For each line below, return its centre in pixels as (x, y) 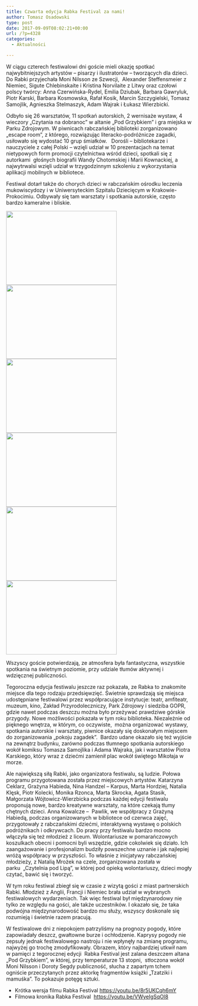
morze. (15, 762)
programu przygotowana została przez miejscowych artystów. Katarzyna (95, 780)
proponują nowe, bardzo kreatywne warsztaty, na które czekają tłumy (91, 805)
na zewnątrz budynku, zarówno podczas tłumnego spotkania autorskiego (95, 743)
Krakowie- (164, 190)
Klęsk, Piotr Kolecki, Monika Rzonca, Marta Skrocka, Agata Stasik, (86, 792)
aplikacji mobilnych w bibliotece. (46, 172)
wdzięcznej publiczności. (37, 675)
